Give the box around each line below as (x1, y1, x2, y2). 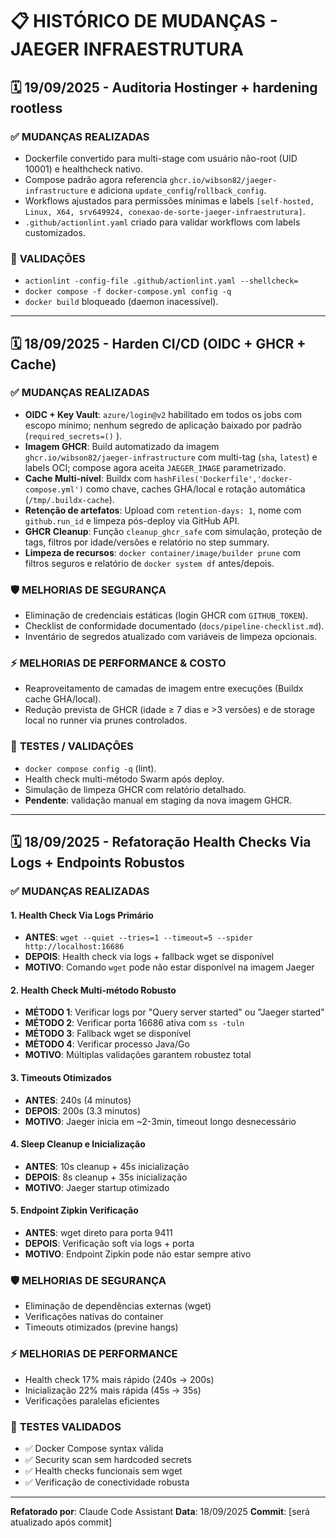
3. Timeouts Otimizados (10, 1072, 112, 1084)
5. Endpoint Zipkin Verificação (10, 1204, 139, 1217)
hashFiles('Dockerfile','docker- (153, 474, 293, 484)
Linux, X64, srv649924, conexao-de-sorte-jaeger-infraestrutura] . (24, 205, 306, 217)
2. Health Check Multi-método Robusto (10, 984, 177, 996)
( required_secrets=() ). (24, 429, 123, 442)
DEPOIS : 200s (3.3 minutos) (24, 1104, 142, 1117)
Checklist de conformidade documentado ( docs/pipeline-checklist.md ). (24, 620, 325, 632)
